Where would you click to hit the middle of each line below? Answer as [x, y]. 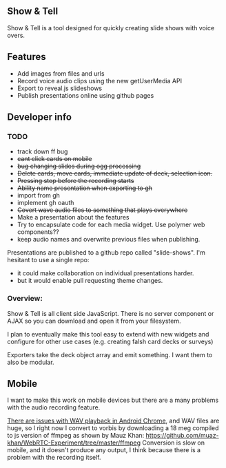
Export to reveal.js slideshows [59, 88]
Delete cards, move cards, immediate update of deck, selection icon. [115, 173]
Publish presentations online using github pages [85, 95]
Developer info [40, 117]
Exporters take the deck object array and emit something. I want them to [110, 354]
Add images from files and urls [61, 73]
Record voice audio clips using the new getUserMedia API [100, 81]
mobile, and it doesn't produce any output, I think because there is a [104, 450]
